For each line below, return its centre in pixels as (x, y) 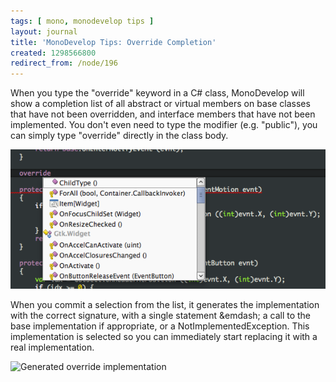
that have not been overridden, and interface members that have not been (163, 114)
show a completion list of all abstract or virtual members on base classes (160, 104)
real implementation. (52, 347)
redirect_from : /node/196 (64, 63)
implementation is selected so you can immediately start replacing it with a (164, 336)
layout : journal (44, 31)
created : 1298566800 (53, 53)
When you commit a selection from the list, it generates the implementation (165, 304)
